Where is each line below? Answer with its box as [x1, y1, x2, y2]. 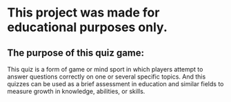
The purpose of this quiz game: [7, 47, 145, 59]
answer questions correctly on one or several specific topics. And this [7, 72, 206, 81]
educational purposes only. [7, 19, 168, 35]
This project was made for [7, 5, 160, 21]
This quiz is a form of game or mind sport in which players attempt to [7, 65, 203, 73]
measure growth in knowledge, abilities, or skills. [7, 88, 145, 95]
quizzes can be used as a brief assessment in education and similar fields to [7, 80, 224, 88]
